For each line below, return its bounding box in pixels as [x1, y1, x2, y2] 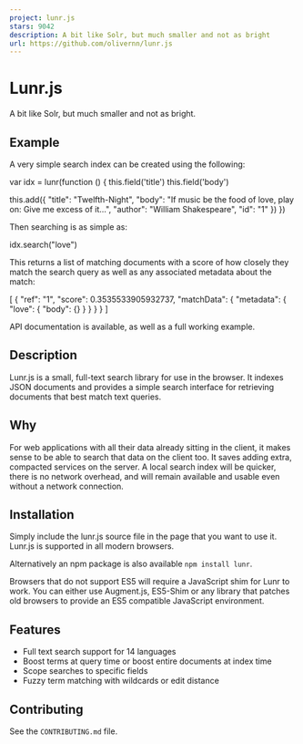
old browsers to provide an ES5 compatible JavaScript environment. [9, 595, 265, 606]
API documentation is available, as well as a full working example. [9, 321, 256, 332]
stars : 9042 [9, 22, 55, 31]
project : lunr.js [9, 13, 76, 23]
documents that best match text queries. [9, 391, 162, 402]
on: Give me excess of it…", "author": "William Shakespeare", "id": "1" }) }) [9, 204, 286, 214]
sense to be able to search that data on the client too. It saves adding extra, [9, 451, 293, 462]
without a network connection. [9, 480, 125, 491]
